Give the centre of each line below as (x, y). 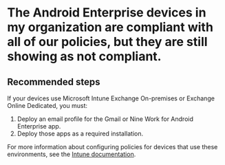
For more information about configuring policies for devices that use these (112, 147)
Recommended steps (54, 81)
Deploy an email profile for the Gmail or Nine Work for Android (105, 119)
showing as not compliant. (84, 57)
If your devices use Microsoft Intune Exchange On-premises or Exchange (111, 98)
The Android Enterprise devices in (107, 13)
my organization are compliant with (110, 27)
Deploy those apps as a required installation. (80, 133)
